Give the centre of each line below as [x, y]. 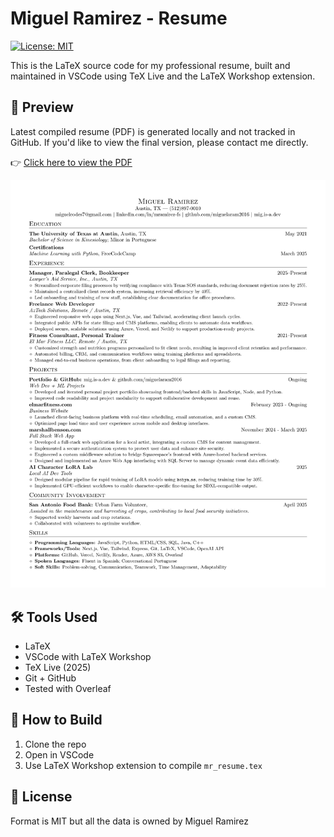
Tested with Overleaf [68, 689]
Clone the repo [55, 744]
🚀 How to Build [56, 720]
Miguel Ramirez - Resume [119, 18]
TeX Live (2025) [58, 668]
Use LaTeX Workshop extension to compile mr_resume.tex [143, 765]
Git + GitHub [50, 678]
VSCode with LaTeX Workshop [88, 657]
